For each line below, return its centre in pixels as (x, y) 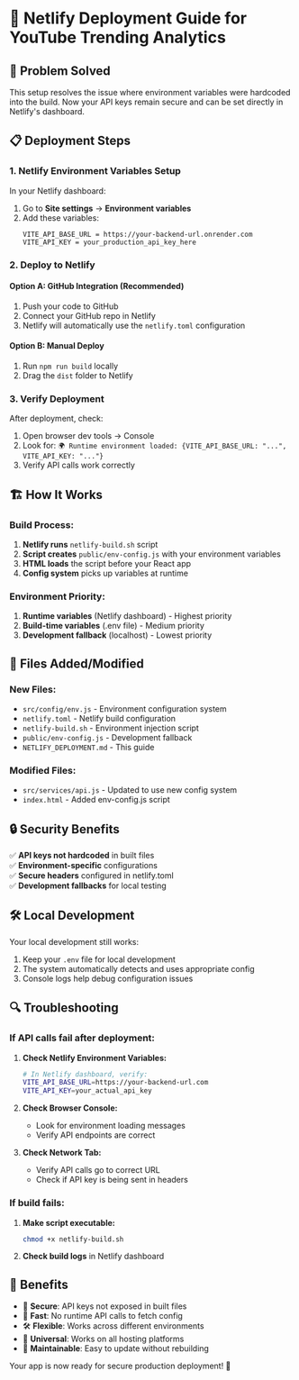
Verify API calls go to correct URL (98, 1170)
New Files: (33, 689)
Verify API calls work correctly (78, 465)
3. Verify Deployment (57, 398)
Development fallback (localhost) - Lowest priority (117, 635)
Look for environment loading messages (111, 1126)
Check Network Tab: (62, 1153)
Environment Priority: (57, 596)
